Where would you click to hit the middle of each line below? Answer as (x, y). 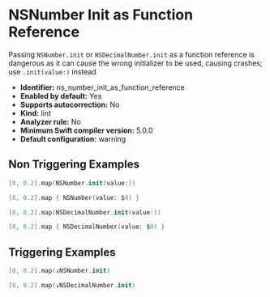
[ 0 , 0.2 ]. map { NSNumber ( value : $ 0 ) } (74, 197)
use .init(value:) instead (53, 71)
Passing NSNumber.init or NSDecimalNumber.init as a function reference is (132, 54)
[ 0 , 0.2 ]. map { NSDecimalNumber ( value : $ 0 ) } (87, 227)
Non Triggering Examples (74, 165)
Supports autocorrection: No (70, 104)
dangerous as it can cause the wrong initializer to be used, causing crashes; (136, 63)
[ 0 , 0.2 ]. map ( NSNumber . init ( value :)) (72, 183)
